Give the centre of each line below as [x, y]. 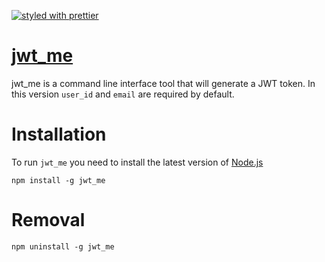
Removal [48, 220]
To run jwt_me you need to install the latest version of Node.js [137, 162]
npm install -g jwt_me [58, 180]
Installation [59, 134]
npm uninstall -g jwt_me [63, 246]
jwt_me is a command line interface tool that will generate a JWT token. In [163, 83]
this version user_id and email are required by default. [123, 94]
